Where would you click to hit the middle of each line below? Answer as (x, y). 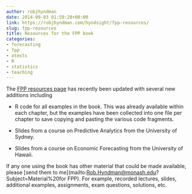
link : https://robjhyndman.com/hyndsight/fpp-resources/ (78, 22)
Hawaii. (24, 155)
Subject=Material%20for (36, 179)
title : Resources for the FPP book (50, 34)
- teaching (19, 72)
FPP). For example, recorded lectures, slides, (122, 179)
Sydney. (25, 137)
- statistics (22, 67)
